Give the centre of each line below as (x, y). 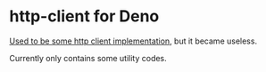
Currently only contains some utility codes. (88, 58)
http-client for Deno (84, 16)
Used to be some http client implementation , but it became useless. (133, 41)
